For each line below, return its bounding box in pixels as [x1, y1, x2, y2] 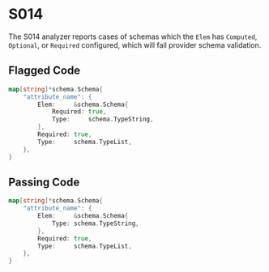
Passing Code [8, 175, 80, 189]
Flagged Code [8, 64, 81, 78]
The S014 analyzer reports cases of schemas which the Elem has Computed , [8, 32, 258, 41]
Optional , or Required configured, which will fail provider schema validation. [8, 40, 262, 49]
